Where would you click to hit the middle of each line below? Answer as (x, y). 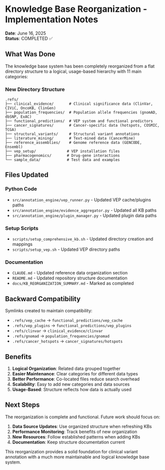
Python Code (21, 189)
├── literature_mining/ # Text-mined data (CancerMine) (70, 138)
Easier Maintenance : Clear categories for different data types (75, 373)
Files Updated (27, 175)
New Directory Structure (35, 89)
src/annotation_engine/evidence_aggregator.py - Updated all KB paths (84, 210)
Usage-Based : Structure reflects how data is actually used (72, 389)
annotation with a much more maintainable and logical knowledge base (77, 457)
